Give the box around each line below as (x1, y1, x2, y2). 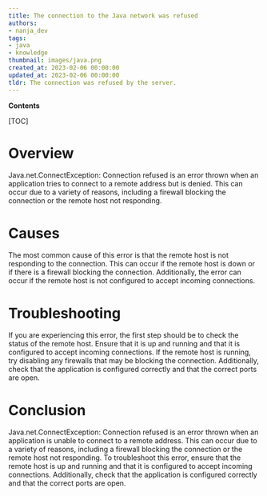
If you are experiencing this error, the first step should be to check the (8, 330, 239, 340)
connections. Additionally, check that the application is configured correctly (8, 470, 257, 480)
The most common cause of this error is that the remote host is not (8, 250, 229, 260)
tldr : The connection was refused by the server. (8, 78, 177, 86)
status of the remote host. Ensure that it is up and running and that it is (8, 339, 241, 349)
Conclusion (8, 401, 86, 419)
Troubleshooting (8, 304, 122, 322)
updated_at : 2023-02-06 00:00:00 (8, 71, 120, 79)
